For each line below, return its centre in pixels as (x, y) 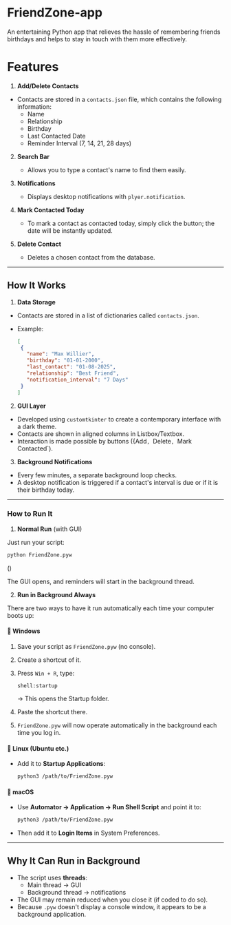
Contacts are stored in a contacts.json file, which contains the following (119, 99)
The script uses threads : (52, 877)
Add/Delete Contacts (48, 86)
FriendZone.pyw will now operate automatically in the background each (117, 725)
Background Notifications (55, 461)
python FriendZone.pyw (40, 555)
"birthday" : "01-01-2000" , (65, 361)
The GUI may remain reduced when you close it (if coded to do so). (112, 900)
